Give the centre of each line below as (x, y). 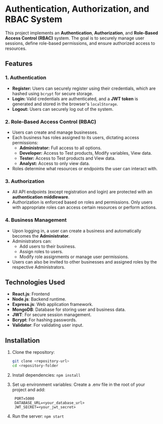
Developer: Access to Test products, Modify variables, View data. (86, 153)
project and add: (29, 389)
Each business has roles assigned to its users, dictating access (75, 137)
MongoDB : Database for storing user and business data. (69, 310)
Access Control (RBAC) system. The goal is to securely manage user (75, 38)
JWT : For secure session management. (52, 315)
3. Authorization (25, 181)
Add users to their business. (48, 246)
